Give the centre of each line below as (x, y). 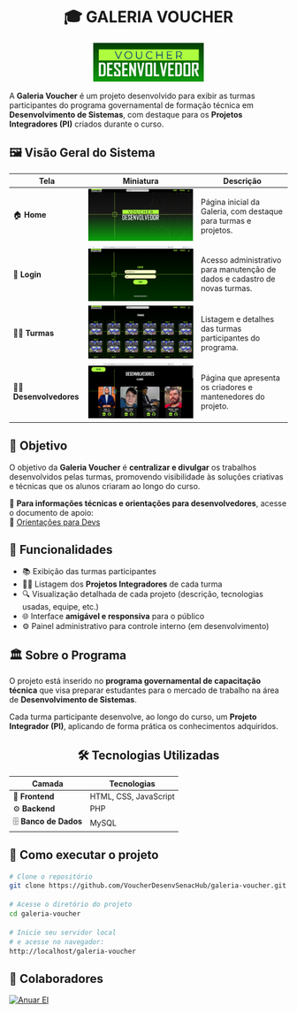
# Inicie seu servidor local (63, 932)
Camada (48, 783)
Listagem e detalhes (237, 318)
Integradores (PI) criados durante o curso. (87, 124)
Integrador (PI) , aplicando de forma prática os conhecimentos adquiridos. (144, 726)
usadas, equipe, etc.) (60, 607)
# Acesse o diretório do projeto (71, 905)
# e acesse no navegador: (57, 942)
